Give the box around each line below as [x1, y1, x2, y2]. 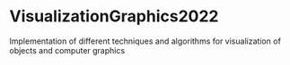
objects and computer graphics [9, 45, 126, 55]
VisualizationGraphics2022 [9, 6, 219, 27]
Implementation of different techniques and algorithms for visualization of [9, 36, 281, 46]
